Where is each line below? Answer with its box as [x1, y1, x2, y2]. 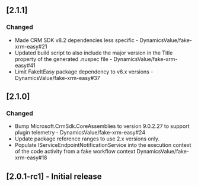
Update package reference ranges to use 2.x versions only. [14, 135, 160, 142]
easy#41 [14, 62, 36, 69]
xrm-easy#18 [14, 154, 47, 161]
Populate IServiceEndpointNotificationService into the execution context [14, 142, 191, 149]
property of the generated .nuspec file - [14, 55, 113, 62]
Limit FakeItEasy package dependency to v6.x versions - [14, 68, 154, 75]
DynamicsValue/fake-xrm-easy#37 [14, 74, 101, 81]
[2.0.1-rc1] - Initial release [6, 171, 102, 181]
